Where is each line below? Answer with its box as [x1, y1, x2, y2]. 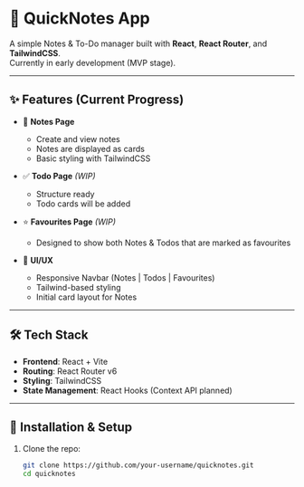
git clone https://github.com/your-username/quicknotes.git [22, 461, 254, 470]
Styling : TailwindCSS [22, 375, 102, 386]
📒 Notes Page [22, 116, 75, 127]
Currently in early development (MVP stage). [9, 57, 176, 68]
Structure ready [35, 188, 95, 199]
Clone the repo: [22, 444, 81, 454]
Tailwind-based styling [35, 282, 121, 292]
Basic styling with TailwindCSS [35, 153, 151, 164]
